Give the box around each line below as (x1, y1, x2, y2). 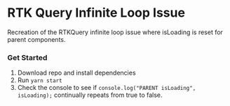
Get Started (7, 52, 48, 62)
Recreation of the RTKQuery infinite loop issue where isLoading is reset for (7, 28, 223, 36)
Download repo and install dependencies (17, 68, 136, 77)
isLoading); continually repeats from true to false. (17, 91, 163, 99)
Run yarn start (17, 76, 62, 84)
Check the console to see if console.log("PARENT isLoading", (17, 84, 196, 92)
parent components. (7, 35, 66, 43)
